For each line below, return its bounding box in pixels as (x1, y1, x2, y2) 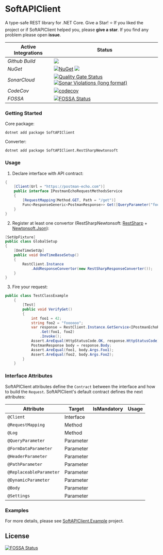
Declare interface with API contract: (12, 170, 84, 176)
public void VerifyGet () (22, 307, 73, 311)
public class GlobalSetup (5, 239, 57, 244)
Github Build (7, 57, 35, 64)
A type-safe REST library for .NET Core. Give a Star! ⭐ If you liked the (5, 19, 144, 25)
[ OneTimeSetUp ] (14, 248, 45, 253)
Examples (5, 507, 29, 514)
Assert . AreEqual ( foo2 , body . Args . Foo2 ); (31, 352, 114, 357)
